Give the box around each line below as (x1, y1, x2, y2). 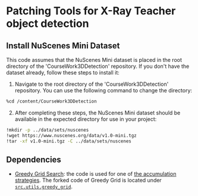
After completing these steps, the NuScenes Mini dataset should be (14, 109, 181, 116)
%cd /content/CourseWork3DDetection (6, 98, 97, 104)
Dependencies (6, 154, 61, 164)
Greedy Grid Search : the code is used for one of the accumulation (14, 170, 177, 178)
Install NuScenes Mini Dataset (6, 41, 120, 51)
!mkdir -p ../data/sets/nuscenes (6, 127, 89, 133)
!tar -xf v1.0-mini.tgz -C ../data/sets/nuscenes (6, 138, 132, 144)
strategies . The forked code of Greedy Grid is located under (14, 177, 162, 184)
